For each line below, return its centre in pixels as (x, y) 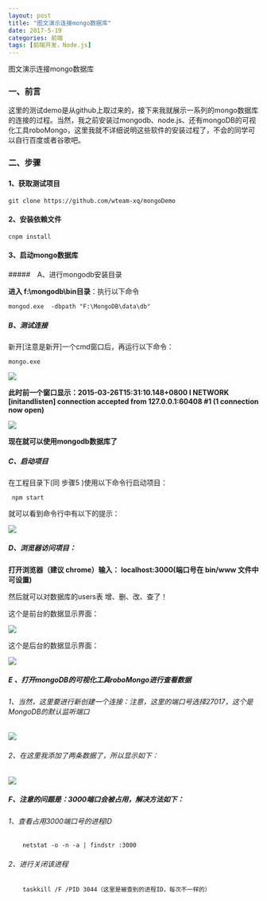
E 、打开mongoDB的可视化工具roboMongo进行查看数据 (100, 680)
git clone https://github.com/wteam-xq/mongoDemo (92, 201)
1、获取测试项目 (35, 183)
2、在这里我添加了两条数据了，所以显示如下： (83, 756)
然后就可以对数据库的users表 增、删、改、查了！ (88, 596)
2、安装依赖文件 (35, 219)
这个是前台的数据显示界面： (54, 613)
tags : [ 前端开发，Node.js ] (50, 45)
